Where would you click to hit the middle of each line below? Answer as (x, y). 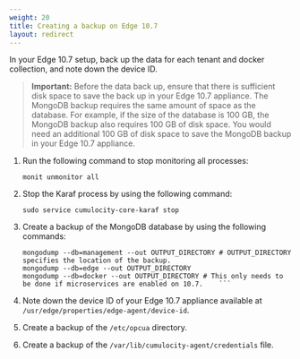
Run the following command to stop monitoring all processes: (135, 161)
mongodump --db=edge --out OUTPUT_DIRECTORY (107, 269)
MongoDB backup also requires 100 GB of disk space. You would (151, 124)
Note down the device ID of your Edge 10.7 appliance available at (142, 301)
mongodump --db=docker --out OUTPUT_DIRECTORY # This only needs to (153, 277)
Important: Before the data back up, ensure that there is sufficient (153, 87)
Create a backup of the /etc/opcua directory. (105, 328)
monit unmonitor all (60, 177)
